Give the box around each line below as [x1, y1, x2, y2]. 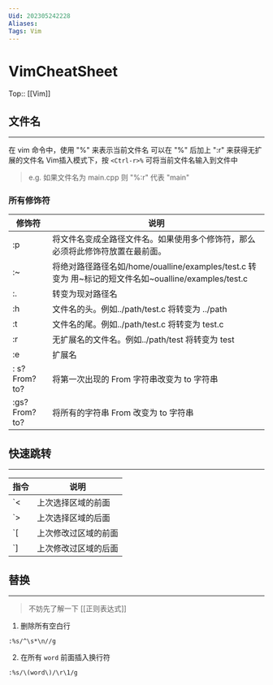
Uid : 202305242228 [8, 11, 71, 20]
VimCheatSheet [8, 62, 119, 80]
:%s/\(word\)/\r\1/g [8, 669, 79, 677]
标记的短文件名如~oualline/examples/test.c [84, 273, 248, 284]
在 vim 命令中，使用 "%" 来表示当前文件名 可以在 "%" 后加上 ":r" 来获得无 [8, 145, 255, 155]
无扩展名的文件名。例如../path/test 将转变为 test [52, 334, 235, 345]
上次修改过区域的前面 [37, 527, 119, 539]
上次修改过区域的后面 [37, 543, 119, 554]
